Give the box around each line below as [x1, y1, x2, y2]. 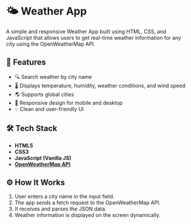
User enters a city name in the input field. [14, 193, 115, 200]
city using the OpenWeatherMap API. [6, 40, 95, 47]
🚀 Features [6, 57, 46, 67]
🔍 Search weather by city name [14, 73, 92, 80]
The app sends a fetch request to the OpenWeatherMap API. [14, 199, 161, 206]
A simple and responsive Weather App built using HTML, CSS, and [6, 27, 166, 35]
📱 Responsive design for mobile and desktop [14, 99, 123, 106]
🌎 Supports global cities [14, 91, 74, 98]
